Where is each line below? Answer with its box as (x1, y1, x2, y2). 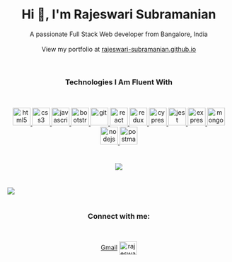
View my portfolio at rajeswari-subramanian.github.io (41, 45, 197, 53)
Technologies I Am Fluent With (64, 77, 173, 87)
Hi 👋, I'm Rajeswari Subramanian (21, 6, 216, 23)
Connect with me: (87, 212, 151, 222)
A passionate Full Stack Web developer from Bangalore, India (29, 30, 209, 38)
